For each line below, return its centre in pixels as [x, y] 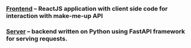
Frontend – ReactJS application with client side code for [87, 9]
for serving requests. [37, 38]
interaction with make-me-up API [54, 16]
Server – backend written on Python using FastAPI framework [96, 31]
